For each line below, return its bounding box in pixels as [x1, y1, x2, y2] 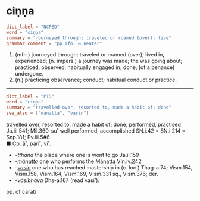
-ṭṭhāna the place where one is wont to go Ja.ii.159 [14, 151, 139, 158]
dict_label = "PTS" [6, 93, 55, 99]
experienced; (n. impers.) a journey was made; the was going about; [14, 58, 183, 65]
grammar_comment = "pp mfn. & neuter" [6, 40, 102, 46]
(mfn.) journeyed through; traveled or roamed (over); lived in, [14, 51, 165, 58]
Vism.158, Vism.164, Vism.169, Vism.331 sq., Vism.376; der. [14, 170, 159, 177]
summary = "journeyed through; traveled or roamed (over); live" [6, 34, 171, 41]
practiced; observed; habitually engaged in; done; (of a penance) [14, 64, 175, 71]
